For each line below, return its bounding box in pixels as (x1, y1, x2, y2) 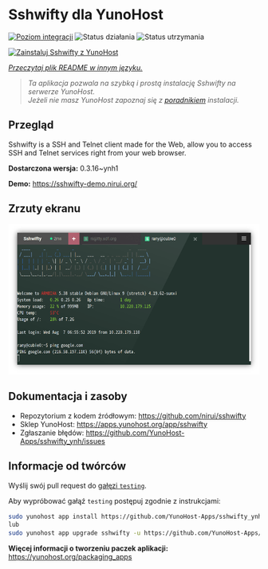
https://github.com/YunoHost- (85, 428, 185, 438)
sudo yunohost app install (8, 512, 98, 520)
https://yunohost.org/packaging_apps (8, 552, 132, 562)
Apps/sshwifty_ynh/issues (19, 436, 105, 445)
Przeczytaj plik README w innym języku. (8, 62, 144, 73)
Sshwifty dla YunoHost (8, 6, 164, 24)
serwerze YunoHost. (27, 86, 96, 96)
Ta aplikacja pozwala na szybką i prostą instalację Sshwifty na (27, 78, 237, 88)
